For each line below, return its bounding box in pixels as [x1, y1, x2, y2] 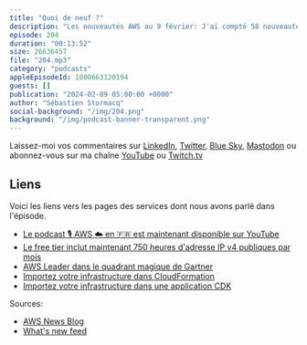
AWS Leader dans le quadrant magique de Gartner [22, 261, 213, 272]
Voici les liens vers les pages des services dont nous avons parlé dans [9, 200, 276, 211]
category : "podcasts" [9, 65, 92, 74]
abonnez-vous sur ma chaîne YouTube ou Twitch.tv [9, 150, 204, 161]
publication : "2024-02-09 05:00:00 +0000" [9, 89, 174, 99]
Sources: [9, 298, 44, 308]
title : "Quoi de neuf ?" [9, 13, 104, 23]
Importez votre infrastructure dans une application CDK [22, 280, 232, 291]
